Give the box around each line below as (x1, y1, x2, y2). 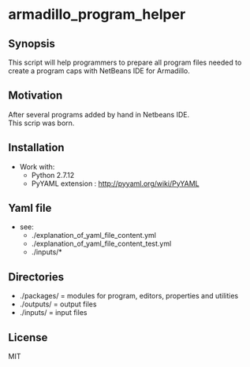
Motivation (8, 89, 63, 102)
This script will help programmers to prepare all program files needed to (8, 57, 242, 67)
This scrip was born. (8, 118, 75, 128)
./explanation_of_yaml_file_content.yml (31, 231, 156, 240)
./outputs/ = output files (19, 299, 97, 309)
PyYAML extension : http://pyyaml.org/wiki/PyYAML (31, 179, 200, 188)
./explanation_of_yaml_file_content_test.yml (31, 239, 172, 249)
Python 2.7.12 (31, 170, 75, 180)
